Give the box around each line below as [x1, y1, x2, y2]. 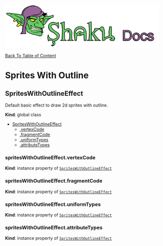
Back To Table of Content [5, 53, 56, 59]
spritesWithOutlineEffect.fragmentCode [5, 178, 102, 184]
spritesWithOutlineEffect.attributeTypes [5, 224, 103, 231]
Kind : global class [5, 112, 41, 118]
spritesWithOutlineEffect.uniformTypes [5, 201, 101, 207]
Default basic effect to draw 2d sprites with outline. [5, 102, 108, 108]
